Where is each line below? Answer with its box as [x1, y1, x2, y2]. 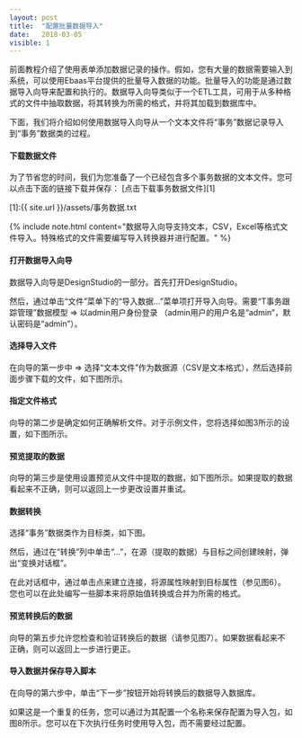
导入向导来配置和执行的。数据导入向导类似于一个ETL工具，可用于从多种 [16, 86, 284, 97]
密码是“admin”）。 [16, 318, 83, 329]
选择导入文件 [9, 341, 57, 351]
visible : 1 [9, 38, 50, 48]
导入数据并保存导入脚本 [9, 666, 96, 677]
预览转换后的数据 [9, 610, 73, 621]
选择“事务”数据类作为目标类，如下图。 [9, 528, 151, 538]
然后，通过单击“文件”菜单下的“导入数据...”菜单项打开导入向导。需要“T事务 [9, 296, 283, 306]
